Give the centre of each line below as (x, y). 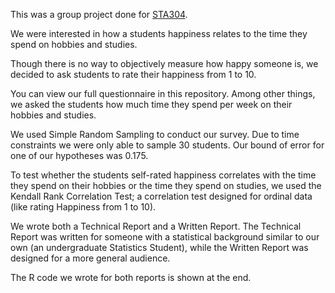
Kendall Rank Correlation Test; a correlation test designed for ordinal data (161, 196)
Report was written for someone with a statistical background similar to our (165, 237)
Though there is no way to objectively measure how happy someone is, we (164, 63)
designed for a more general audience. (90, 258)
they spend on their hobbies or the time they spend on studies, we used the (166, 185)
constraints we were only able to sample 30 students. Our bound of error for (167, 145)
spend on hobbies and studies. (74, 44)
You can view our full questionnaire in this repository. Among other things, (163, 93)
